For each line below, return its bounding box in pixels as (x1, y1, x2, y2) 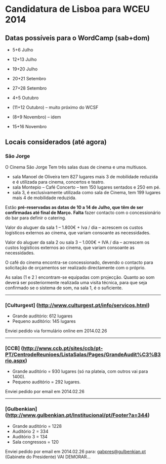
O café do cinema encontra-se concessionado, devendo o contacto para (5, 259, 153, 265)
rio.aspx (5, 357, 26, 364)
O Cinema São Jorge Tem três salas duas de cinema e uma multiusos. (5, 164, 147, 170)
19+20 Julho (12, 66, 38, 72)
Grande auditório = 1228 (12, 423, 62, 429)
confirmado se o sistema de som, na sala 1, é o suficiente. (5, 285, 123, 291)
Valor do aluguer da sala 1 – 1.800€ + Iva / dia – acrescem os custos (5, 224, 143, 230)
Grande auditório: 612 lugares (12, 313, 73, 319)
